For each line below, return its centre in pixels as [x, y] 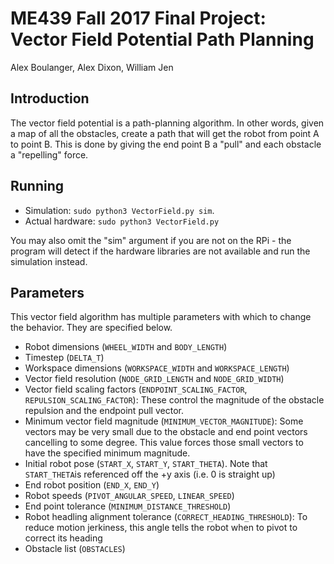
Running [37, 186]
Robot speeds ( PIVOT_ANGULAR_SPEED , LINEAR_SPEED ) [129, 496]
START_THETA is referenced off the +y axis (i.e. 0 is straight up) [150, 474]
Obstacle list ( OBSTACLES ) [75, 549]
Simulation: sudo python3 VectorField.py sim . [119, 210]
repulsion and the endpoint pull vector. [104, 411]
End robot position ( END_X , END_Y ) [92, 485]
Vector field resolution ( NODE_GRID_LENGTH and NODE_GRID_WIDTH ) [154, 379]
